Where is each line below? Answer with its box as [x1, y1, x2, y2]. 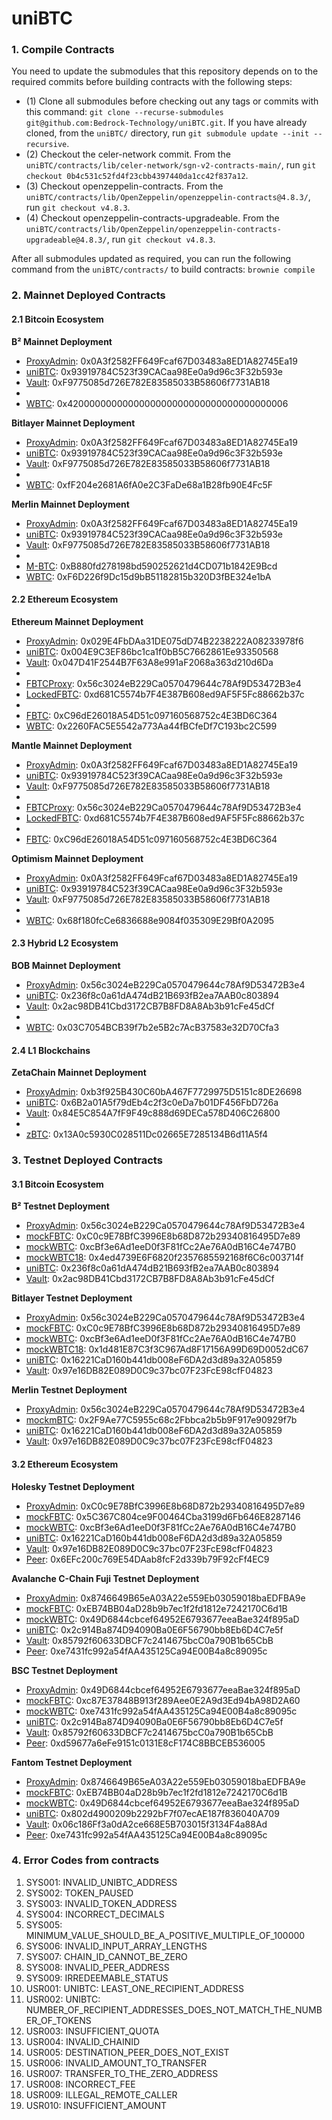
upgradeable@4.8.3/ [25, 235, 108, 246]
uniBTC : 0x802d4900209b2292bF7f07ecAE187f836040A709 [25, 1807, 280, 1819]
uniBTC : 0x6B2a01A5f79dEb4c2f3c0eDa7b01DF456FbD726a [25, 1097, 279, 1109]
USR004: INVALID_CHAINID [25, 2035, 141, 2047]
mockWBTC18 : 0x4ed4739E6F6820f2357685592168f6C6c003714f [25, 1252, 304, 1264]
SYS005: [25, 1918, 63, 1931]
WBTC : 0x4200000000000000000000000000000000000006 [25, 397, 289, 409]
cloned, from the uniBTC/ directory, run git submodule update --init [25, 127, 310, 139]
